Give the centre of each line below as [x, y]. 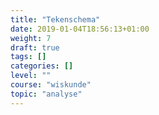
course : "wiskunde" [51, 85]
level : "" [31, 76]
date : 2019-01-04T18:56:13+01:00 [80, 29]
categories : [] [42, 66]
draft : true [35, 47]
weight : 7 [31, 38]
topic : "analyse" [46, 94]
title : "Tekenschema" [55, 19]
